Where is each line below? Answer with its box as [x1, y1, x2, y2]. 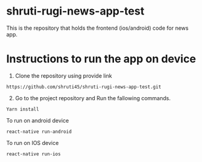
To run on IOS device [6, 139, 59, 146]
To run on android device [6, 116, 69, 124]
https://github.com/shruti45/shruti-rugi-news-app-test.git [6, 84, 162, 90]
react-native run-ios [6, 150, 61, 157]
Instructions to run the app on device [6, 52, 196, 66]
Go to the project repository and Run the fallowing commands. [15, 94, 171, 101]
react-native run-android [6, 129, 72, 135]
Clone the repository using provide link [15, 72, 112, 79]
